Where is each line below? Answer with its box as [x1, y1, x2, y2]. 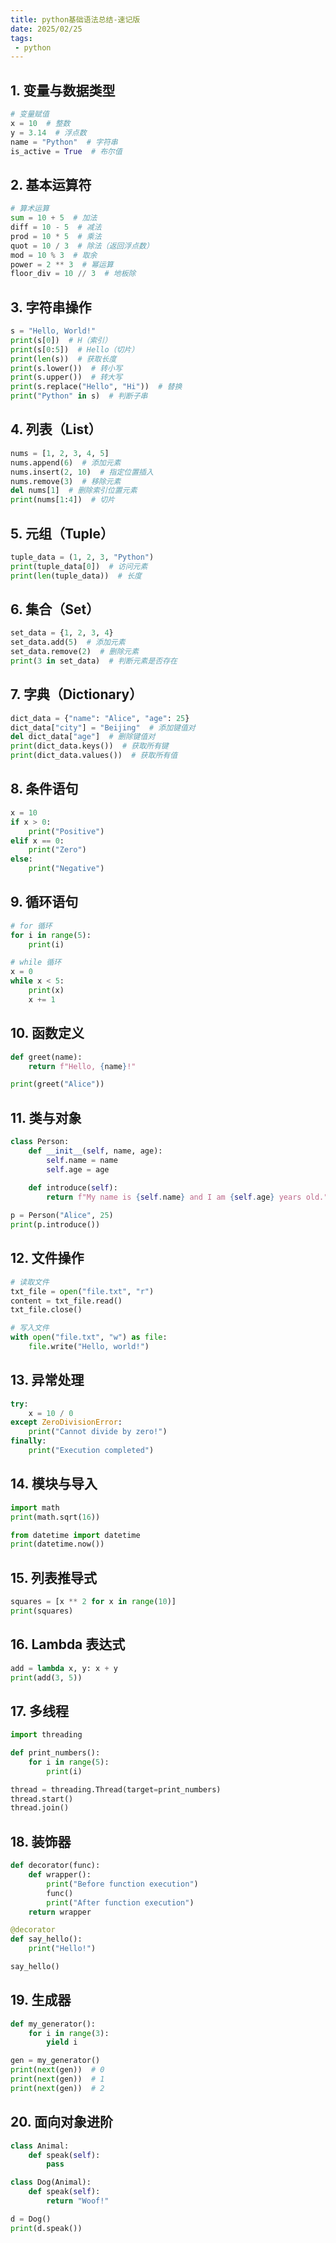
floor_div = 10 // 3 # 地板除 [10, 269, 137, 279]
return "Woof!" [46, 2196, 110, 2206]
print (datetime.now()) [10, 1539, 105, 1550]
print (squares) [10, 1606, 74, 1616]
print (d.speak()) [10, 2223, 83, 2233]
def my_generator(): [10, 2019, 97, 2029]
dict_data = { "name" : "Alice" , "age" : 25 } [10, 713, 190, 723]
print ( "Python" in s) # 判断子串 [10, 391, 148, 401]
